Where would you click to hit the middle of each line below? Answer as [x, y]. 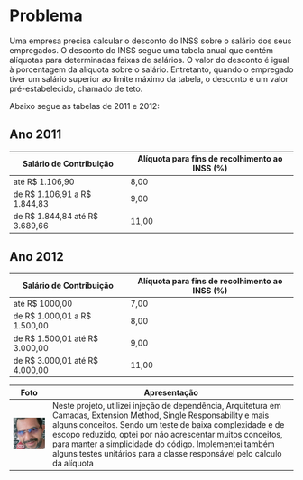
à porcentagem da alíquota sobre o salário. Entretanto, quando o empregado [151, 69]
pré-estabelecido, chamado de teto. [76, 88]
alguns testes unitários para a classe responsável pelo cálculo [167, 454]
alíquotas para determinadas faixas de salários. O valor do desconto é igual [149, 60]
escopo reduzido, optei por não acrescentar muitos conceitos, [168, 435]
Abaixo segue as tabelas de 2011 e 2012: [84, 106]
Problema [46, 16]
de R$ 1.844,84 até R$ [56, 216]
